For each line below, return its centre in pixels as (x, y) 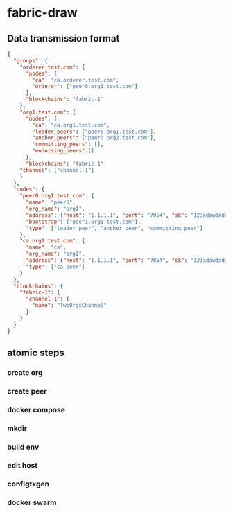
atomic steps (36, 352)
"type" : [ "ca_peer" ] (55, 267)
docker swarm (32, 502)
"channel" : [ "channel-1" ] (57, 170)
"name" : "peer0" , (51, 202)
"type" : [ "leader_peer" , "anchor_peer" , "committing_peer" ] (114, 228)
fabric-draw (42, 13)
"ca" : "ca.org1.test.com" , (71, 125)
